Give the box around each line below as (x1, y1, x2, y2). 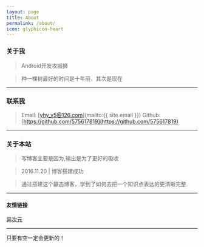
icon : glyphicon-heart (6, 25, 64, 32)
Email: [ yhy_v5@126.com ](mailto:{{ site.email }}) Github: (21, 111, 161, 118)
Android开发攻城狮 (21, 62, 68, 69)
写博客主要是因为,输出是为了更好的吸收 (21, 155, 119, 162)
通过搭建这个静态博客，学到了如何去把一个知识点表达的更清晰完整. (21, 180, 188, 188)
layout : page (6, 8, 39, 15)
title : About (6, 15, 39, 21)
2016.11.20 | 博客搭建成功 (21, 167, 84, 175)
